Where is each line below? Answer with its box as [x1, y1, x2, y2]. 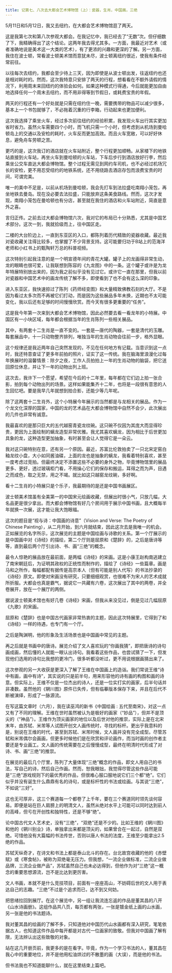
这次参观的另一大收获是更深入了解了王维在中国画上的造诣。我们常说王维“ [5, 666, 160, 673]
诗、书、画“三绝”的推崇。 [5, 748, 59, 754]
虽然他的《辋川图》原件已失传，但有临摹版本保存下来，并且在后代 [23, 686, 162, 692]
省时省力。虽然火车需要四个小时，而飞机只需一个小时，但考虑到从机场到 [5, 124, 158, 130]
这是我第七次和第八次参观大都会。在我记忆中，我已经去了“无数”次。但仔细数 [5, 33, 166, 39]
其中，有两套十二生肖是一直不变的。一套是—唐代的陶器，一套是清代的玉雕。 [5, 327, 167, 333]
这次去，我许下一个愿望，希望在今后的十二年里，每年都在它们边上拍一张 [5, 374, 158, 381]
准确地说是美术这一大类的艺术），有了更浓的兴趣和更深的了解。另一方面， [9, 46, 165, 52]
